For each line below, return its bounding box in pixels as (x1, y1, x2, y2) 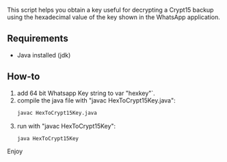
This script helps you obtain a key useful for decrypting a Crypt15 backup (7, 6, 214, 14)
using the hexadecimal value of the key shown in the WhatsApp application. (7, 13, 220, 21)
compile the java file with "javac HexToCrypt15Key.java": (16, 96, 176, 105)
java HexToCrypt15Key (16, 135, 79, 142)
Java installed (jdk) (16, 51, 71, 59)
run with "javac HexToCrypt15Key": (16, 122, 116, 130)
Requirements (7, 33, 68, 44)
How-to (7, 71, 40, 83)
